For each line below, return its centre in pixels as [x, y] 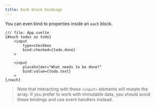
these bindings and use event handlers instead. [65, 99]
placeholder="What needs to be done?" [62, 67]
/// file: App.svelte [27, 32]
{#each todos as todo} [28, 37]
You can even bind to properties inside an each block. [59, 24]
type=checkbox [37, 45]
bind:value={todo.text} [47, 71]
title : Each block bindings [34, 10]
